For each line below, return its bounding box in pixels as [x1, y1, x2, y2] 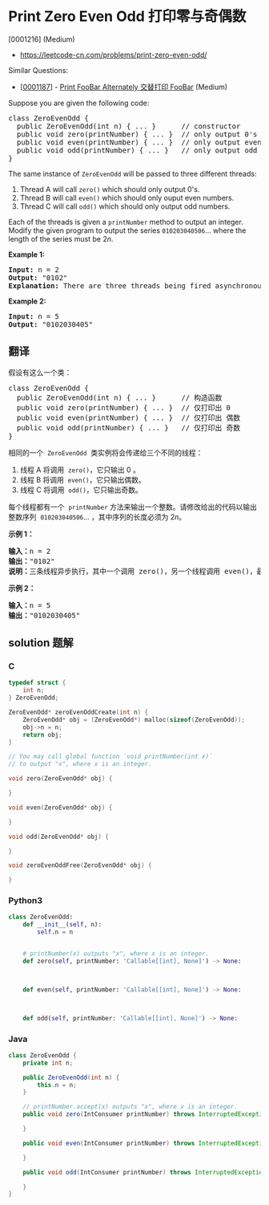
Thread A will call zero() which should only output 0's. [19, 184, 200, 193]
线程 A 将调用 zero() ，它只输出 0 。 [19, 465, 140, 474]
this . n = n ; [37, 1081, 78, 1089]
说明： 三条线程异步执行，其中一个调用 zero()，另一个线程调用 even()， [8, 567, 258, 576]
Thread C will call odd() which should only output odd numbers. [19, 202, 231, 211]
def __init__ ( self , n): [22, 921, 102, 929]
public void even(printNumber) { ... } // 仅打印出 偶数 [16, 413, 241, 422]
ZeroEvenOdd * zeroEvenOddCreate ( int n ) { [8, 708, 149, 717]
